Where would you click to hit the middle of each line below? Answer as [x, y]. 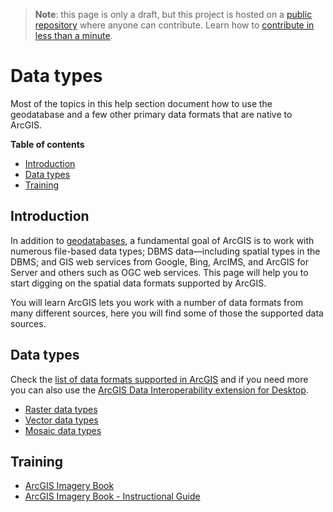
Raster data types [61, 409]
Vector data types [61, 420]
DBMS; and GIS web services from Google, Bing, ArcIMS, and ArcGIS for [159, 261]
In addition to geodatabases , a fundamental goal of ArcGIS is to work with [162, 240]
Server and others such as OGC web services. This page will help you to [159, 272]
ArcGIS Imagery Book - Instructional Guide [112, 496]
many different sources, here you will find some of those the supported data [167, 313]
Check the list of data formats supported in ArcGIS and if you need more [159, 379]
